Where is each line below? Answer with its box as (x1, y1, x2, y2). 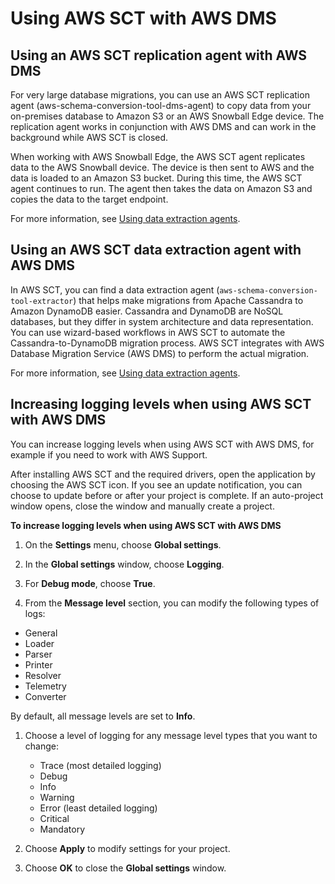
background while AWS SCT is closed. (10, 132, 169, 143)
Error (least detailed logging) (39, 802, 158, 814)
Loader (24, 637, 55, 649)
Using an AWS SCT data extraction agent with (10, 242, 302, 259)
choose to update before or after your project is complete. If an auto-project (10, 489, 324, 501)
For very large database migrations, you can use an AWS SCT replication (10, 89, 310, 101)
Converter (24, 690, 67, 702)
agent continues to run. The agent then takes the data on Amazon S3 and (10, 183, 313, 194)
